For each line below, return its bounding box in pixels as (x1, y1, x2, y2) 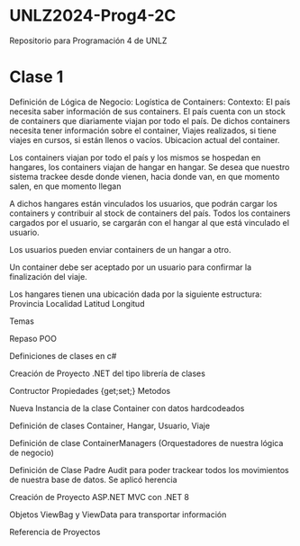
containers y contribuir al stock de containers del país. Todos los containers (9, 208, 291, 219)
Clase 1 (9, 67, 64, 87)
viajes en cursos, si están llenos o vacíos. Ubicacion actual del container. (9, 134, 280, 145)
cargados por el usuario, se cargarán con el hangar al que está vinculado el (9, 217, 290, 228)
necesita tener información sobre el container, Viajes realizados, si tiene (9, 125, 277, 136)
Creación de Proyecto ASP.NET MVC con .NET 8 (9, 491, 190, 502)
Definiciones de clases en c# (9, 350, 117, 361)
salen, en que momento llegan (9, 181, 122, 192)
